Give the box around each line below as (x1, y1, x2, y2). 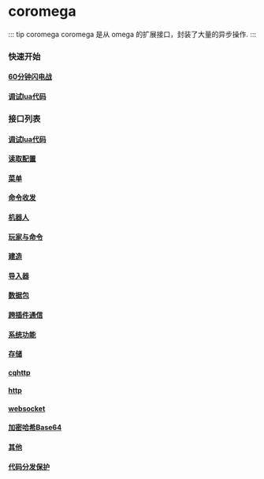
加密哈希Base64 (8, 423, 62, 432)
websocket (8, 403, 46, 413)
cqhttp (8, 368, 31, 377)
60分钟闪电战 (8, 72, 53, 81)
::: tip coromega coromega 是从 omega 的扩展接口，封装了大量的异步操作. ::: (8, 29, 257, 39)
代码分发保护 (8, 462, 50, 471)
